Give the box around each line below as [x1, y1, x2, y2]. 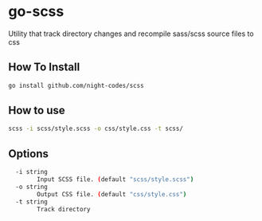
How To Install [8, 61, 80, 74]
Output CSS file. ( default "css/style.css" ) [37, 190, 187, 198]
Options [8, 147, 49, 160]
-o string [15, 183, 48, 191]
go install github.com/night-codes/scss [8, 81, 145, 89]
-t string [15, 198, 48, 206]
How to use [8, 104, 65, 117]
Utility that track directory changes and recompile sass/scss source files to [8, 29, 254, 38]
